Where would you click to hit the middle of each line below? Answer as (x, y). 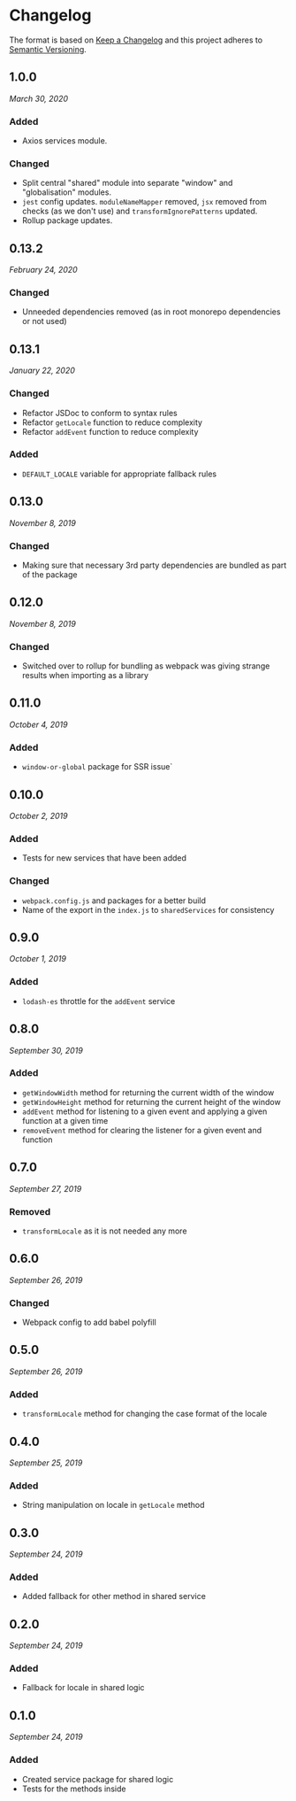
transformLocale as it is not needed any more (104, 1231)
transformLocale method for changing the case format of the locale (144, 1414)
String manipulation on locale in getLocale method (113, 1505)
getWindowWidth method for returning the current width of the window (148, 1092)
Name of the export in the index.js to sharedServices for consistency (148, 909)
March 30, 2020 (39, 98)
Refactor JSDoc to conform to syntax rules (100, 413)
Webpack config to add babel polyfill (89, 1322)
